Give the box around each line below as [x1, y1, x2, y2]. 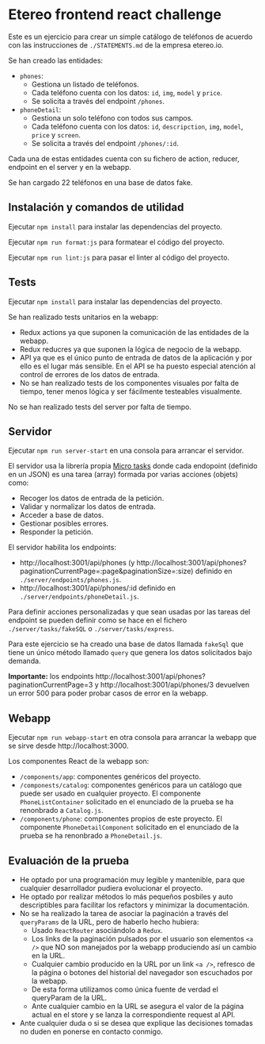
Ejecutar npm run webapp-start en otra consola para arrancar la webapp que [8, 733, 257, 742]
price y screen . [31, 129, 81, 140]
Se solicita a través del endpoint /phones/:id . [31, 138, 180, 148]
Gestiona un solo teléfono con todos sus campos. [31, 113, 194, 122]
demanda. [8, 657, 41, 666]
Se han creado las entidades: [8, 56, 104, 65]
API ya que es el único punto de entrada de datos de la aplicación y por [19, 352, 253, 362]
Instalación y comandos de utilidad [8, 201, 184, 214]
